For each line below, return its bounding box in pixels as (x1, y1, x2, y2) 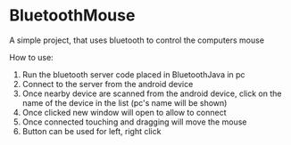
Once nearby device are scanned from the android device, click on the (21, 88, 282, 99)
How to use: (9, 52, 54, 62)
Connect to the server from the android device (21, 78, 194, 89)
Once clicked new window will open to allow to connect (21, 107, 227, 117)
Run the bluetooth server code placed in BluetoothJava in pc (21, 68, 245, 80)
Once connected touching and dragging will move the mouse (21, 117, 247, 127)
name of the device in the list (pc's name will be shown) (21, 97, 228, 108)
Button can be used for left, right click (21, 125, 162, 136)
